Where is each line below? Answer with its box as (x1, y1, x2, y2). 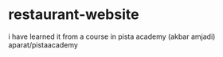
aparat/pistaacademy (8, 40, 78, 49)
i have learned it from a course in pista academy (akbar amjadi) (8, 32, 216, 41)
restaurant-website (8, 6, 139, 24)
